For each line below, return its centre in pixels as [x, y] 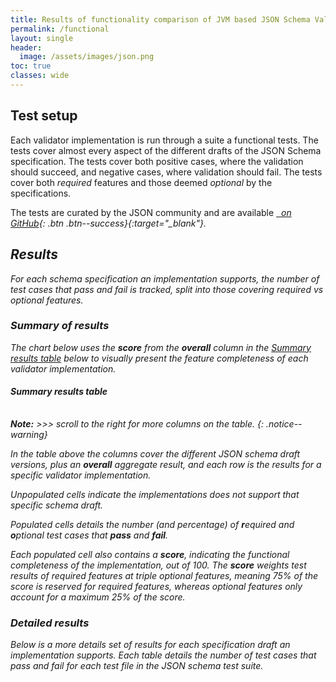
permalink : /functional [60, 29]
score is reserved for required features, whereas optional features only [156, 586]
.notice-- [284, 424]
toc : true [31, 66]
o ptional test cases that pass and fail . [89, 535]
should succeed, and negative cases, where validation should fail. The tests [166, 172]
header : [26, 47]
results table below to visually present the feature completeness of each [159, 358]
